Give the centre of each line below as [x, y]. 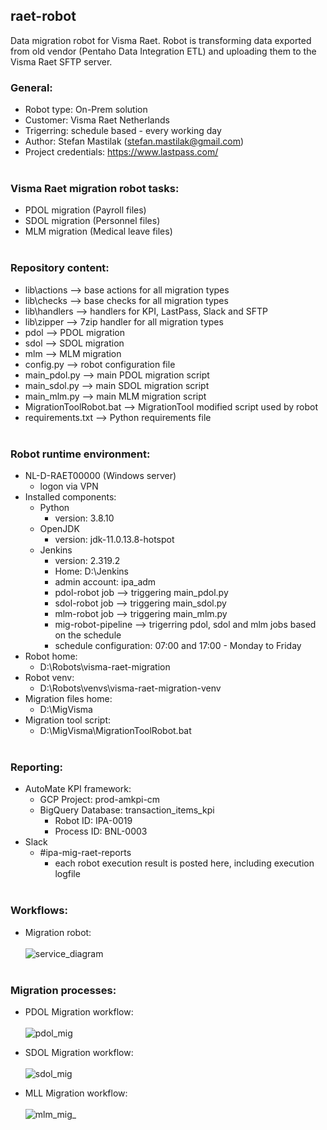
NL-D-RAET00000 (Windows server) [100, 475]
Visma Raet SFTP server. [61, 61]
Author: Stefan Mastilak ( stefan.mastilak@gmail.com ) [134, 141]
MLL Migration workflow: [76, 1093]
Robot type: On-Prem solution [86, 110]
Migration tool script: [68, 720]
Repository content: [60, 268]
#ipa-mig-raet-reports [85, 853]
